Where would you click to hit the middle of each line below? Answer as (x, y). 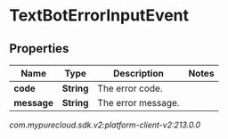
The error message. (138, 103)
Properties (39, 49)
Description (138, 74)
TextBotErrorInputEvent (99, 16)
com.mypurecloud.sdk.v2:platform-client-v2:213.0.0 (105, 125)
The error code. (130, 88)
